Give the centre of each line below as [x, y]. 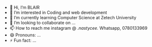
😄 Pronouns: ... [25, 35]
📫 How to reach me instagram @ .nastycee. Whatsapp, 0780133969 [78, 28]
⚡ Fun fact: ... [23, 40]
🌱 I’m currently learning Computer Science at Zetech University [73, 18]
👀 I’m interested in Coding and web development [58, 12]
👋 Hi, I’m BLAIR [25, 7]
